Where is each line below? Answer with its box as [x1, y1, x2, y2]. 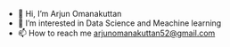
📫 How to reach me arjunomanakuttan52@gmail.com [17, 27, 216, 38]
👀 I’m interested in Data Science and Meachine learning [17, 18, 222, 28]
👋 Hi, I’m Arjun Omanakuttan [17, 9, 122, 19]
